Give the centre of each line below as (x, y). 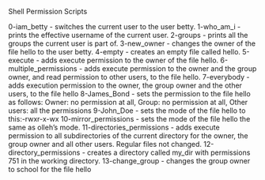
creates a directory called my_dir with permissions (168, 152)
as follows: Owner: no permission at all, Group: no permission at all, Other (128, 102)
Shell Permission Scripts (48, 11)
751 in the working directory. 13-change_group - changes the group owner (129, 161)
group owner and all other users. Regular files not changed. (105, 144)
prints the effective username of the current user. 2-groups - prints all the (128, 35)
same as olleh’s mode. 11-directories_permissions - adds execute (114, 127)
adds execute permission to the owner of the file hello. (130, 60)
